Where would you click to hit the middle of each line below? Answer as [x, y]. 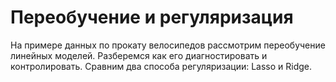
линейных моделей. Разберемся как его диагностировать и [139, 55]
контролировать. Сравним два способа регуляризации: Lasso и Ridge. [161, 66]
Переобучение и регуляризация [152, 17]
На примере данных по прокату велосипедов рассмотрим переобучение [168, 45]
